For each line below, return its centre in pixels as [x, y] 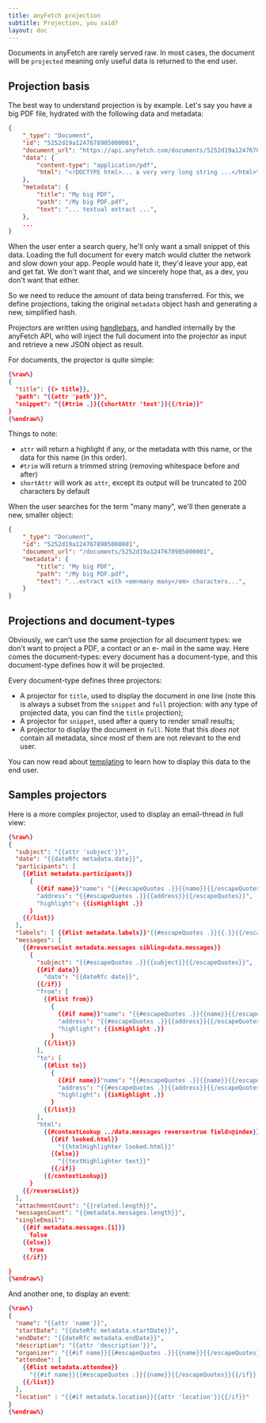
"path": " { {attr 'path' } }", [62, 396]
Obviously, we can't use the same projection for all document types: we [125, 640]
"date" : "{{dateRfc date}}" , [91, 977]
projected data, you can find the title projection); [101, 713]
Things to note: [33, 434]
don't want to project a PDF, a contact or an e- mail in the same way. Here [129, 648]
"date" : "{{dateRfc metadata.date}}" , [80, 859]
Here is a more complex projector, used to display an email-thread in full [126, 814]
